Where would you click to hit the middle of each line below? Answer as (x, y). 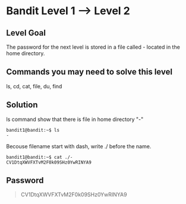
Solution (22, 105)
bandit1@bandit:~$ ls (33, 130)
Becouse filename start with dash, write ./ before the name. (79, 146)
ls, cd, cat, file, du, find (34, 86)
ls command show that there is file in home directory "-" (75, 119)
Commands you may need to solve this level (89, 72)
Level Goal (26, 33)
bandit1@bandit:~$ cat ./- (40, 157)
